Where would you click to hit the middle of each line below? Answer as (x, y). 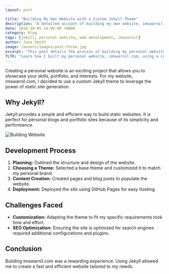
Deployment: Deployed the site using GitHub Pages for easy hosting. (84, 189)
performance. (19, 125)
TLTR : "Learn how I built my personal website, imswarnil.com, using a (82, 56)
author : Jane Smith (26, 42)
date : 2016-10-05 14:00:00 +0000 (40, 28)
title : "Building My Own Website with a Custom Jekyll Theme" (72, 19)
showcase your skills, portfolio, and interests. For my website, (69, 76)
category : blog (21, 33)
